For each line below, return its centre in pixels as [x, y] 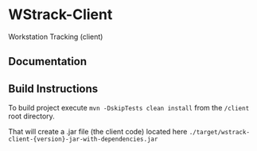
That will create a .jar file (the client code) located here [98, 132]
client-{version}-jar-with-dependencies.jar [83, 139]
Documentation [48, 62]
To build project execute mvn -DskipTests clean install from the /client [129, 108]
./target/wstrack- [220, 133]
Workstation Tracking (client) [56, 37]
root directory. [32, 116]
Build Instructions [53, 89]
